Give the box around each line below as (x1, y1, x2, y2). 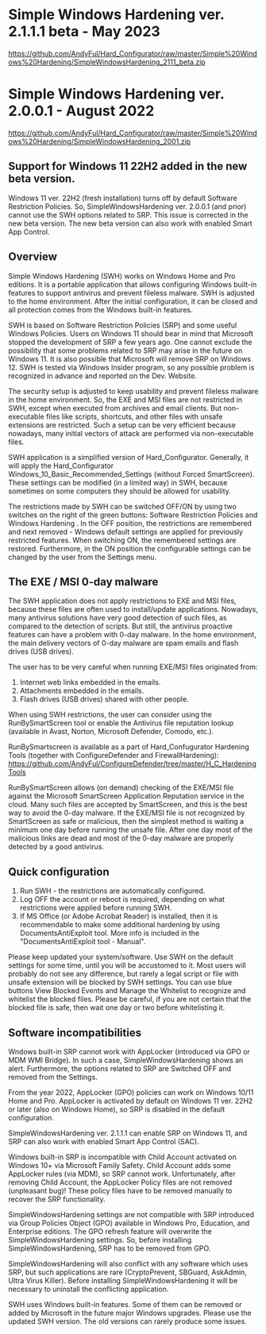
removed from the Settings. (8, 1072, 98, 1081)
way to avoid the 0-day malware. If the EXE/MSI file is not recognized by (8, 808, 245, 818)
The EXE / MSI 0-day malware (8, 574, 159, 589)
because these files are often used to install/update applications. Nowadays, (8, 605, 259, 614)
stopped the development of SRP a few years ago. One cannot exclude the (8, 337, 253, 346)
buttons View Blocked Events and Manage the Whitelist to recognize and (8, 986, 246, 996)
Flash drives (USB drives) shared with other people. (19, 694, 189, 704)
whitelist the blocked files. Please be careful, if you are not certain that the (8, 995, 252, 1004)
